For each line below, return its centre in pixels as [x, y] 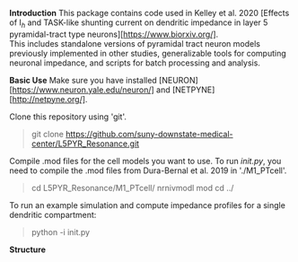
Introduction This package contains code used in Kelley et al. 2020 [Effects [149, 13]
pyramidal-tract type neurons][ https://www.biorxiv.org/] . [114, 34]
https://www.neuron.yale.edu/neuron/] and [91, 90]
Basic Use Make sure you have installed [83, 80]
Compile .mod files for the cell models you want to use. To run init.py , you [145, 161]
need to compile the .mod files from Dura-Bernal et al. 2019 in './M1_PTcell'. [148, 170]
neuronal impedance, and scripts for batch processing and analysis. [135, 63]
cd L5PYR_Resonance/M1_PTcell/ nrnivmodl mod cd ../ [132, 188]
